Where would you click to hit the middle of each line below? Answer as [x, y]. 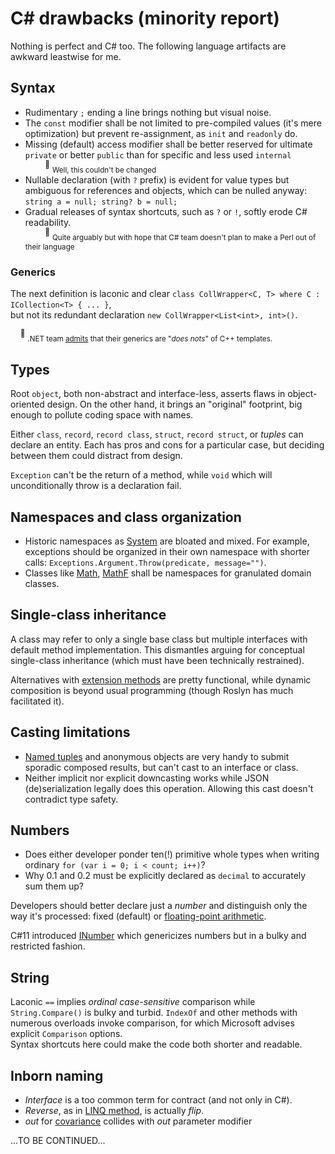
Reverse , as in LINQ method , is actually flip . [114, 1111]
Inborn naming [57, 1075]
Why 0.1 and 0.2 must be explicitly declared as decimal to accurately [165, 876]
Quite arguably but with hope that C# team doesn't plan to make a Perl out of [184, 238]
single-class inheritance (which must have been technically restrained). [157, 660]
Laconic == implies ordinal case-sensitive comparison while [133, 1002]
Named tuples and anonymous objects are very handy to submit [157, 756]
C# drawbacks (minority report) [145, 18]
